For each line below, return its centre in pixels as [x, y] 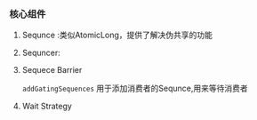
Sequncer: [41, 53]
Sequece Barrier [52, 70]
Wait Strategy [47, 106]
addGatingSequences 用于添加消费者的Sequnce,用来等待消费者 [135, 88]
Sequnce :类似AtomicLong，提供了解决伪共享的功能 [117, 35]
